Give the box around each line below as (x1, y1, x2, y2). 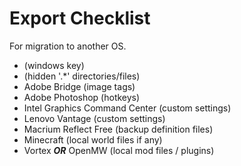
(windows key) (23, 59, 85, 71)
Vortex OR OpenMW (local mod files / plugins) (23, 144, 215, 156)
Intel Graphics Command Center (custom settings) (23, 102, 232, 114)
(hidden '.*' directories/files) (23, 70, 141, 82)
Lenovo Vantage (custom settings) (23, 112, 166, 124)
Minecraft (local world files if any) (23, 133, 163, 146)
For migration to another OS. (9, 40, 127, 52)
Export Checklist (9, 7, 151, 30)
